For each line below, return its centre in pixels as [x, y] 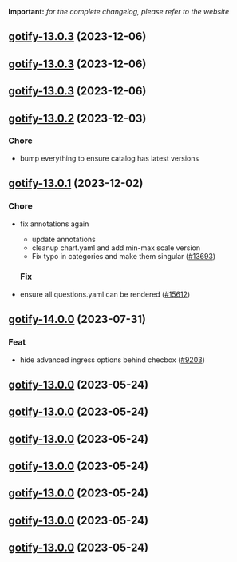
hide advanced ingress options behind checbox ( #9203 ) [112, 360]
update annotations [63, 239]
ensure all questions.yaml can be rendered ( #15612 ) [105, 294]
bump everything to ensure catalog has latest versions [109, 158]
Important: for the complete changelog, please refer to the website [119, 12]
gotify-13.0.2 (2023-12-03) [77, 118]
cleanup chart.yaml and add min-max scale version [116, 248]
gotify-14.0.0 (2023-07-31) [77, 319]
